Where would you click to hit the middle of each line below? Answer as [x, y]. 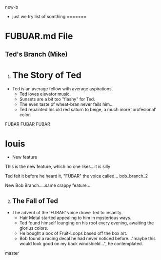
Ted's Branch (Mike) [36, 54]
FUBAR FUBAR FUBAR [28, 124]
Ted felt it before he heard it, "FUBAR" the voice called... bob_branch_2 [76, 176]
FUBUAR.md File [39, 36]
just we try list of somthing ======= [49, 16]
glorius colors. [34, 228]
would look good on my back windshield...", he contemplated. [81, 244]
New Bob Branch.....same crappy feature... [48, 185]
